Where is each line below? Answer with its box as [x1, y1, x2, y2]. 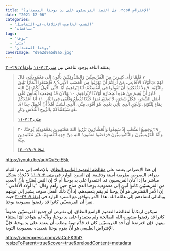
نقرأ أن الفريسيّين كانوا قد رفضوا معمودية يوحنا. [5, 199, 94, 205]
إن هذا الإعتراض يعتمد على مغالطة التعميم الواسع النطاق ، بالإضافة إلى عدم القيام [5, 166, 156, 172]
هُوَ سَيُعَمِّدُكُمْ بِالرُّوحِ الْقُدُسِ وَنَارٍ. [17, 106, 77, 112]
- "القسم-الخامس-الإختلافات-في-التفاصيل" [10, 21, 94, 27]
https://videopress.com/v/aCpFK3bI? [5, 234, 83, 240]
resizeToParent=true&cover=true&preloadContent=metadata [5, 240, 132, 246]
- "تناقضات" [10, 26, 36, 32]
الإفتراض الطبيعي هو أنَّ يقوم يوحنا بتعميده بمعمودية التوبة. [5, 225, 114, 231]
